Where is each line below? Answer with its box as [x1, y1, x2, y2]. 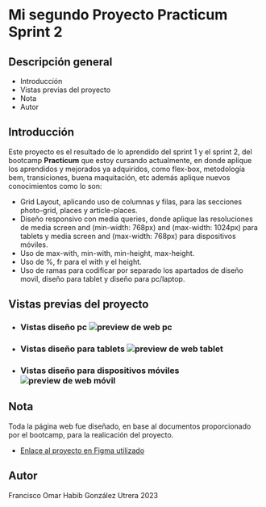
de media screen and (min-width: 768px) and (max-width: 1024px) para [19, 222, 258, 232]
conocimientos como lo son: [8, 181, 102, 191]
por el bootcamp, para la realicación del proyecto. [8, 429, 174, 439]
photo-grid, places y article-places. [19, 205, 139, 215]
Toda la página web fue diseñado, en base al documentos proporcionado [8, 421, 251, 431]
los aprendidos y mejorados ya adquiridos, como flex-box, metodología [8, 164, 246, 174]
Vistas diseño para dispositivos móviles [19, 365, 180, 376]
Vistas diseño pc [19, 321, 87, 333]
